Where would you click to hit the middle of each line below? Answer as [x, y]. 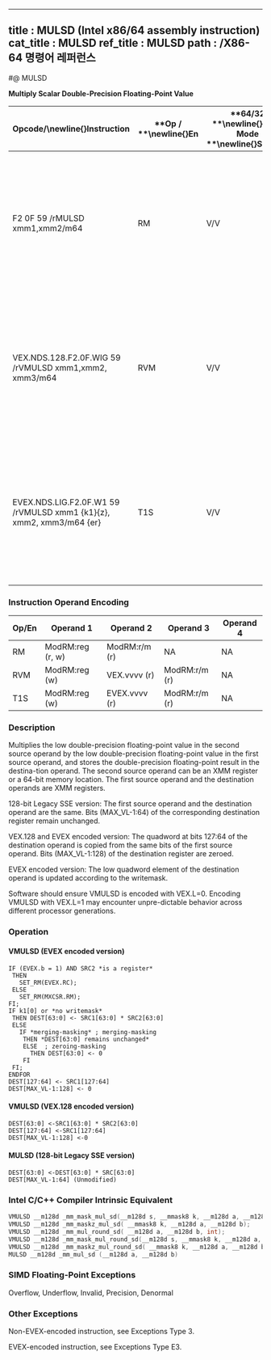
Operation [29, 932]
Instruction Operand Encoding [69, 602]
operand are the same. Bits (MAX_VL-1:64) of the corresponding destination [134, 813]
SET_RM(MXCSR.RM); [50, 997]
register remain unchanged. [54, 821]
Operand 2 [131, 628]
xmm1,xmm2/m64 [48, 228]
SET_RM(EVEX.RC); [48, 982]
